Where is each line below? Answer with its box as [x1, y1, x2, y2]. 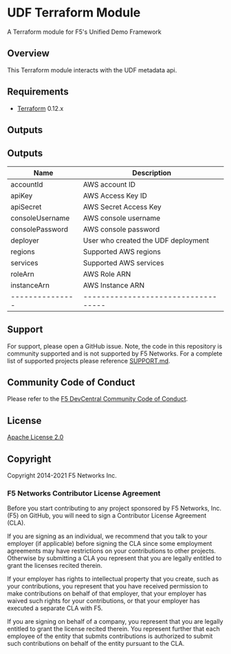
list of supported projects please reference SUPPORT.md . [7, 356, 170, 365]
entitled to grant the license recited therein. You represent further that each [7, 625, 220, 633]
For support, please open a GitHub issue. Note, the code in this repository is [7, 342, 223, 350]
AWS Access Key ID [82, 191, 148, 201]
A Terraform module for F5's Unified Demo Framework [7, 28, 162, 36]
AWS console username [82, 213, 161, 223]
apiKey [10, 191, 33, 201]
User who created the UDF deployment [82, 236, 210, 245]
